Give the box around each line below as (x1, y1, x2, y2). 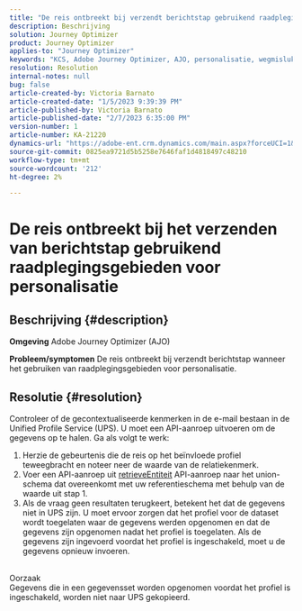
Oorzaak (9, 573, 41, 584)
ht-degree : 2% (9, 172, 63, 181)
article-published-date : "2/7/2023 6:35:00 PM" (9, 114, 191, 123)
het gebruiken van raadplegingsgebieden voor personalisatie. (9, 363, 237, 374)
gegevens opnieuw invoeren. (22, 546, 130, 557)
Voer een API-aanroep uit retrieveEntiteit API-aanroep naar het (22, 470, 254, 480)
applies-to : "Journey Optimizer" (9, 47, 135, 56)
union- (255, 470, 280, 480)
